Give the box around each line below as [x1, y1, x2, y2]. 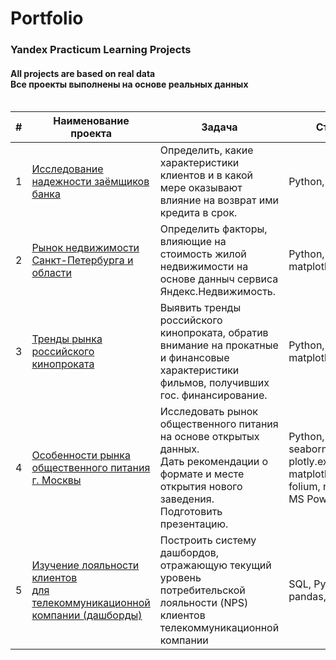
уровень [159, 571, 202, 585]
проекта [70, 127, 112, 141]
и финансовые [159, 351, 230, 365]
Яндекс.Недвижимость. [159, 285, 277, 299]
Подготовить [159, 505, 223, 519]
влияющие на [159, 235, 227, 249]
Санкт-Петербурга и [31, 253, 134, 267]
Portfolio [10, 7, 84, 30]
